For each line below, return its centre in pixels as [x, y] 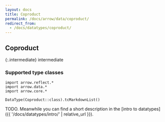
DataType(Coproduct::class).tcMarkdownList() [52, 100]
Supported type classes [34, 72]
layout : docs [18, 10]
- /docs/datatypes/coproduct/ [40, 28]
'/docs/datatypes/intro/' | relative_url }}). [52, 114]
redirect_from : [21, 23]
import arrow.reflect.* [30, 83]
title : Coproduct [23, 14]
